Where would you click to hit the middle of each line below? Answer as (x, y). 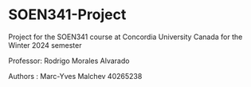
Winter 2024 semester (45, 45)
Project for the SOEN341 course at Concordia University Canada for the (125, 37)
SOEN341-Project (67, 15)
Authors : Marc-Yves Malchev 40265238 (75, 76)
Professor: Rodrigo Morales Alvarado (69, 61)
